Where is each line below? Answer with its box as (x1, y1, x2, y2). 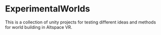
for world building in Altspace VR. (5, 24, 72, 30)
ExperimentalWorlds (5, 3, 90, 14)
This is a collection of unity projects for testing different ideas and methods (5, 19, 156, 25)
